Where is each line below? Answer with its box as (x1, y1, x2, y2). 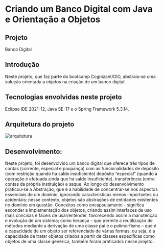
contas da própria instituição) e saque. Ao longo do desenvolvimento (5, 181, 144, 187)
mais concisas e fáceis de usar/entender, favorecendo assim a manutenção (5, 212, 158, 219)
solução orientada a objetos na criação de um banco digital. (5, 78, 126, 84)
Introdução (5, 60, 40, 69)
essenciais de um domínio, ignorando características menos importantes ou (5, 192, 158, 198)
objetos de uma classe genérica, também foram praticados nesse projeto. (5, 239, 154, 245)
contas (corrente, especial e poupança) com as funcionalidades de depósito (5, 166, 159, 172)
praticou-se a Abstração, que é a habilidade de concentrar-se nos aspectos (5, 186, 158, 192)
